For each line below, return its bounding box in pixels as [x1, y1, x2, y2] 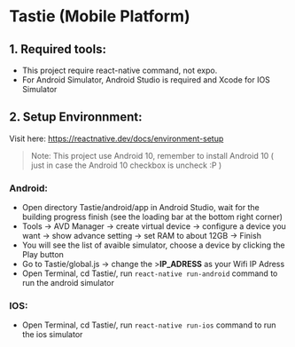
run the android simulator [21, 278, 115, 288]
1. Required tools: [9, 42, 106, 57]
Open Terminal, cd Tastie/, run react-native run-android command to [21, 268, 278, 279]
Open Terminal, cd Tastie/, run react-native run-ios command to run [21, 319, 276, 330]
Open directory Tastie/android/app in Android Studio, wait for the [21, 202, 260, 213]
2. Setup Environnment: [9, 109, 144, 125]
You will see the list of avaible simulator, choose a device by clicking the [21, 240, 285, 250]
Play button [21, 249, 65, 260]
